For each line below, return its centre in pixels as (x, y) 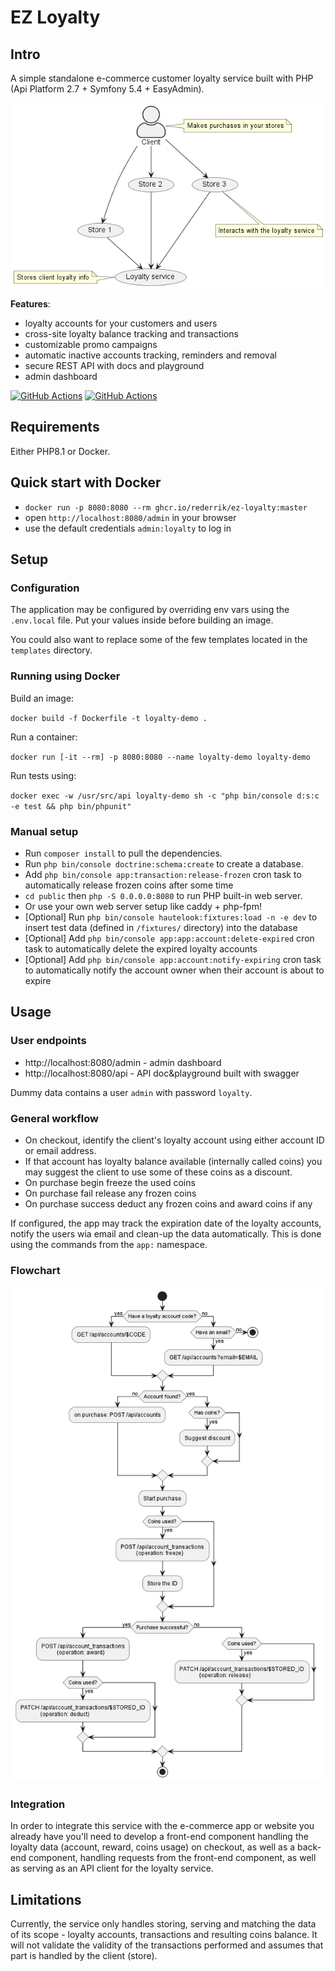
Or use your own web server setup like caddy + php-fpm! (143, 906)
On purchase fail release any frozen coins (110, 1193)
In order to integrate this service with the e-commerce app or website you (162, 1826)
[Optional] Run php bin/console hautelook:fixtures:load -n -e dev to (171, 917)
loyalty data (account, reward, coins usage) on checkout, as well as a (153, 1847)
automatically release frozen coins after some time (129, 885)
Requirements (55, 427)
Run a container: (44, 737)
